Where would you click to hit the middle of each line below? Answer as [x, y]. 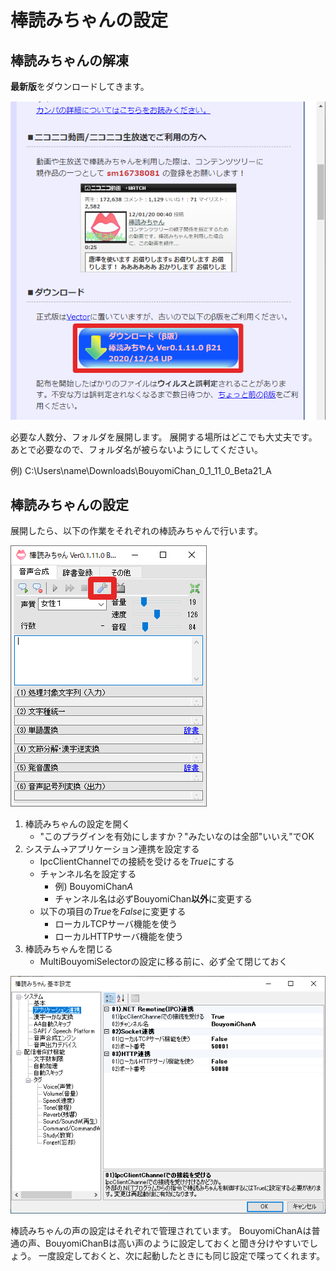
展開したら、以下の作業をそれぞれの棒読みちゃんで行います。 [136, 531]
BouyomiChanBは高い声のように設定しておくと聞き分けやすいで [177, 1243]
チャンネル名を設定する [88, 874]
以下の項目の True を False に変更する [113, 912]
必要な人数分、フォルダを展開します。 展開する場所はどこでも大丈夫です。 [164, 437]
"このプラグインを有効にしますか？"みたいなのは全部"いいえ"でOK [177, 837]
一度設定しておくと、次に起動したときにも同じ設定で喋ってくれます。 [182, 1256]
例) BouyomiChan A [94, 887]
